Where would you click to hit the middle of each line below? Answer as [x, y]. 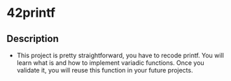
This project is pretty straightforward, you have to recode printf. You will [120, 55]
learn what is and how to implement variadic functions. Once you [110, 63]
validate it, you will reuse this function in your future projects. [105, 70]
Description [33, 39]
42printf [31, 13]
